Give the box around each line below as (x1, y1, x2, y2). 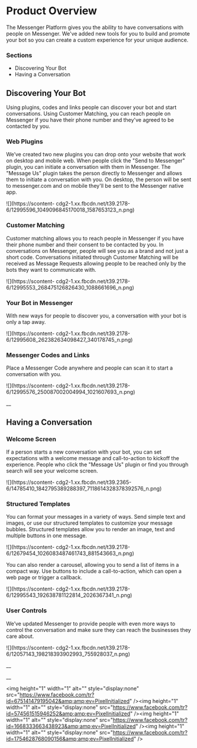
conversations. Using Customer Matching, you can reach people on (6, 110, 171, 117)
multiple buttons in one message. (6, 532, 88, 540)
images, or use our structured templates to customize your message (6, 519, 173, 527)
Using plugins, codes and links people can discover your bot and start (6, 104, 177, 111)
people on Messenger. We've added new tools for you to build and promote (6, 30, 190, 37)
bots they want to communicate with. (6, 266, 96, 273)
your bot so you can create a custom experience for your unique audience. (6, 36, 189, 43)
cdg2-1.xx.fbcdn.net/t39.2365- (56, 479, 132, 486)
